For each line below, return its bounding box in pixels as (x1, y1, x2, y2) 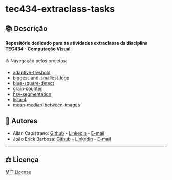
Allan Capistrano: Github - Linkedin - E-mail (12, 130, 105, 136)
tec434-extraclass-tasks (5, 3, 115, 15)
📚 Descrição (5, 24, 48, 33)
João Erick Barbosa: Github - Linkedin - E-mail (12, 136, 111, 142)
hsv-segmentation (12, 91, 52, 97)
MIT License (5, 169, 32, 175)
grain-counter (12, 85, 42, 92)
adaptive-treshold (12, 70, 51, 75)
